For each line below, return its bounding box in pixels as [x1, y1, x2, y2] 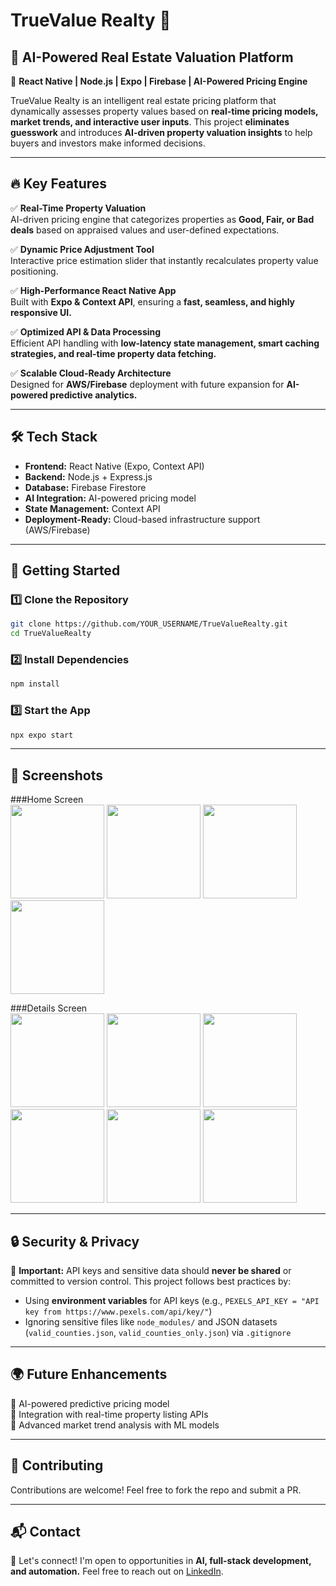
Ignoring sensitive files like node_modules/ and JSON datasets [24, 1316, 278, 1328]
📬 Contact [10, 1524, 81, 1541]
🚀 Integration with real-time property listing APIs [10, 1408, 209, 1420]
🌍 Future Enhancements [10, 1366, 168, 1383]
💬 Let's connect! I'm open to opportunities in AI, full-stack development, [10, 1555, 312, 1567]
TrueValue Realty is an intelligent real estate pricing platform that [10, 95, 277, 106]
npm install [10, 679, 60, 689]
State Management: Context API [24, 502, 161, 514]
